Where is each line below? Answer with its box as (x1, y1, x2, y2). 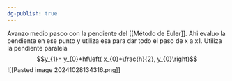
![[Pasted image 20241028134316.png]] (7, 65, 121, 73)
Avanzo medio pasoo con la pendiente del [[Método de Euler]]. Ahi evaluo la (7, 29, 226, 37)
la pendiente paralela (7, 44, 68, 52)
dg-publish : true (7, 10, 58, 17)
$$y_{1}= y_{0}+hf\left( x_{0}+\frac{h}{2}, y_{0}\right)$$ (36, 55, 198, 63)
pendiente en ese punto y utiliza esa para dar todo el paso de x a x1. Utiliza (7, 36, 222, 45)
